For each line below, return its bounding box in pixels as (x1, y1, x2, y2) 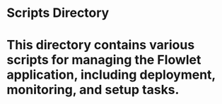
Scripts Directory (6, 5, 110, 21)
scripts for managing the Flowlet (6, 52, 201, 68)
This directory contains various (6, 37, 195, 53)
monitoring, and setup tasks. (6, 82, 180, 98)
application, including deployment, (6, 67, 216, 83)
